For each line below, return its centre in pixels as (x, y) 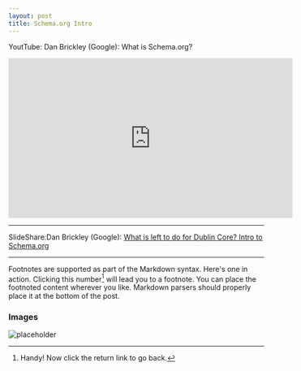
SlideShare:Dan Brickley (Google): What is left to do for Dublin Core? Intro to (135, 237)
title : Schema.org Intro (50, 24)
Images (24, 317)
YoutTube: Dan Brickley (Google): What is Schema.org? (101, 46)
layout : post (30, 16)
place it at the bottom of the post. (64, 296)
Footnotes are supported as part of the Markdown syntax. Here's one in (128, 269)
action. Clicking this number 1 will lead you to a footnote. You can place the (133, 278)
